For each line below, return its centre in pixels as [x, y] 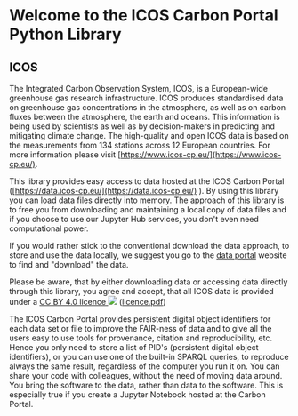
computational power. [49, 228]
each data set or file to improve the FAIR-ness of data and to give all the [141, 328]
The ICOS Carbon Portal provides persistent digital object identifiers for [140, 319]
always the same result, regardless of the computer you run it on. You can [145, 366]
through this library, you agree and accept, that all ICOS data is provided [141, 291]
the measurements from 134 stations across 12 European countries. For [140, 145]
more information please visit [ [65, 155]
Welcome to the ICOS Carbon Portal [144, 16]
